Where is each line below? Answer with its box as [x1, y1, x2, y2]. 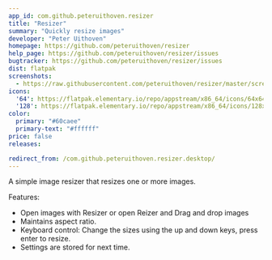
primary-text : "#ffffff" [15, 125, 100, 133]
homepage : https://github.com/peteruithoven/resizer [8, 42, 190, 50]
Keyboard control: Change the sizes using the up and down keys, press [19, 225, 258, 235]
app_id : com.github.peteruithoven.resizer [8, 11, 154, 20]
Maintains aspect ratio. [19, 216, 97, 227]
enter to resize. [19, 234, 71, 244]
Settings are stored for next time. [19, 242, 130, 252]
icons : [8, 87, 31, 96]
